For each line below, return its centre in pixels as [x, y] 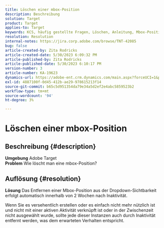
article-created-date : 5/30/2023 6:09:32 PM [51, 55]
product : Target [21, 23]
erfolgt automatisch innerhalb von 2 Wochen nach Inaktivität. [66, 195]
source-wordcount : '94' [29, 95]
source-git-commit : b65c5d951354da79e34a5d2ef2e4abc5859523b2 [70, 86]
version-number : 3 [24, 69]
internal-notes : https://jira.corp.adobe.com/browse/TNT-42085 [71, 41]
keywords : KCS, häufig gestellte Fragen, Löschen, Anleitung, [70, 32]
